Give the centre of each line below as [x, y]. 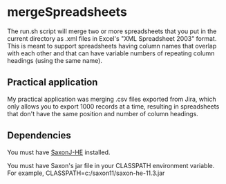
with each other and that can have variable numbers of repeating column [111, 53]
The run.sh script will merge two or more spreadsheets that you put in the [112, 31]
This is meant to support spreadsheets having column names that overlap [112, 46]
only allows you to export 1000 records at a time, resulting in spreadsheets [113, 106]
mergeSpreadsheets [67, 12]
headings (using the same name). [55, 60]
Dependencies [39, 136]
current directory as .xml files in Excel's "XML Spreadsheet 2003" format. [112, 38]
